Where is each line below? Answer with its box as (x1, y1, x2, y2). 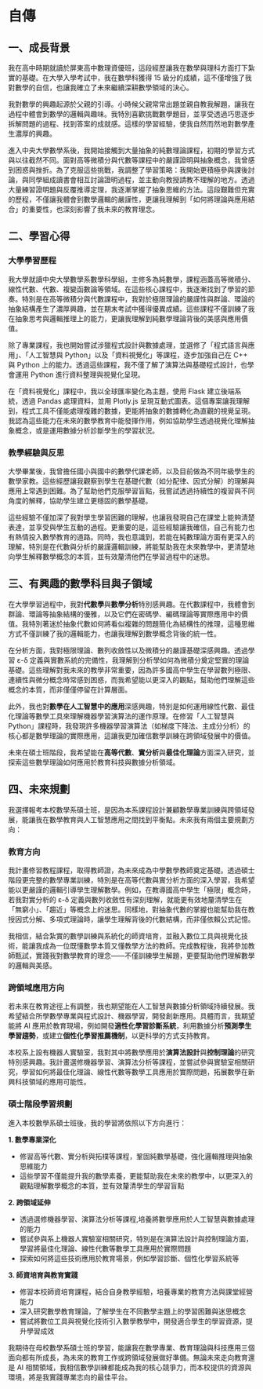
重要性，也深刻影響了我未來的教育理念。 (28, 205, 159, 214)
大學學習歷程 (8, 255, 57, 266)
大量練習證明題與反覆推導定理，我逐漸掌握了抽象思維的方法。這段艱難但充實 (8, 185, 255, 194)
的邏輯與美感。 (8, 960, 56, 970)
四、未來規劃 (8, 783, 70, 796)
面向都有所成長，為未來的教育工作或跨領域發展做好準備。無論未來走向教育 (8, 1352, 248, 1362)
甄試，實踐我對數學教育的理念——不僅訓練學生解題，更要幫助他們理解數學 (14, 951, 255, 960)
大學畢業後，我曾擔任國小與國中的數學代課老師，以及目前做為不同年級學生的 (8, 466, 255, 476)
